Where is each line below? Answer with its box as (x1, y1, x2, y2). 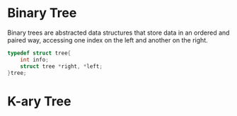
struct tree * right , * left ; (20, 62, 103, 70)
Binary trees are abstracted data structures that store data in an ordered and (7, 28, 230, 37)
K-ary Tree (7, 93, 71, 109)
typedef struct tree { (7, 50, 71, 57)
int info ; (20, 56, 50, 63)
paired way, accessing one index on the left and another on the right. (7, 35, 208, 44)
